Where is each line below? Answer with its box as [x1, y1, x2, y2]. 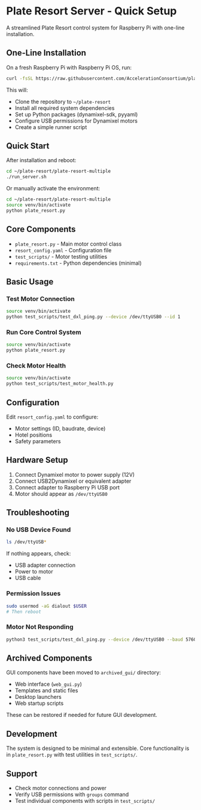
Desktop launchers [14, 694, 62, 701]
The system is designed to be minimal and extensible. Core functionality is [6, 745, 190, 752]
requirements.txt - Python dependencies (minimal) [14, 259, 142, 267]
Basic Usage [6, 277, 54, 287]
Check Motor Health [6, 361, 66, 370]
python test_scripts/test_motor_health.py [6, 381, 114, 387]
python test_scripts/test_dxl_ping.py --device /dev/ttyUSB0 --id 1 [6, 314, 181, 320]
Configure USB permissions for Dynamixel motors [14, 117, 138, 124]
